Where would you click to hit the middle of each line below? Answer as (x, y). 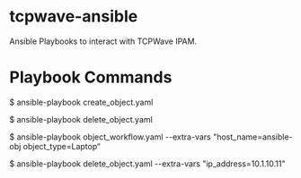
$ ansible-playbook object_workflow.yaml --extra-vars (110, 137)
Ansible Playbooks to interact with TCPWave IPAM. (103, 41)
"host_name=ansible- (252, 137)
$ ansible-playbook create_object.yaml (81, 102)
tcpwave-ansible (74, 17)
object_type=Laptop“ (62, 146)
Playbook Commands (91, 77)
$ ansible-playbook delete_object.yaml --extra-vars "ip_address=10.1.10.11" (147, 164)
